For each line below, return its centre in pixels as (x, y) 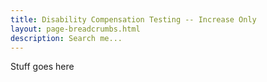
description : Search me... (66, 38)
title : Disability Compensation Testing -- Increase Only (133, 19)
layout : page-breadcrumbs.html (75, 29)
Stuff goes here (42, 67)
